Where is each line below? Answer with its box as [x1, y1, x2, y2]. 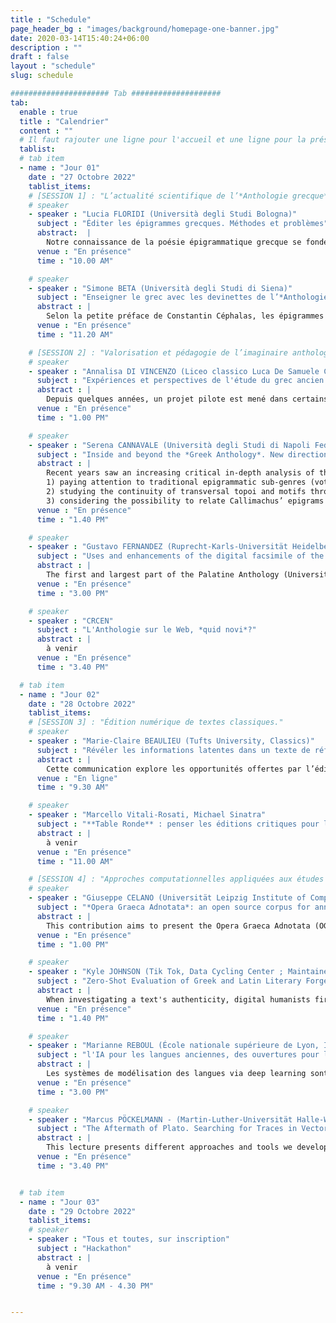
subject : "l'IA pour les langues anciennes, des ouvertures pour [36, 1050, 320, 1060]
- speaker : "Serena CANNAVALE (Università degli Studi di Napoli [28, 440, 311, 450]
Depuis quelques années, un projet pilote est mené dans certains [46, 394, 329, 405]
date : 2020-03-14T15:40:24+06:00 [10, 33, 150, 43]
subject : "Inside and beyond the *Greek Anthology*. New [36, 449, 284, 460]
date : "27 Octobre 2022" [28, 172, 137, 182]
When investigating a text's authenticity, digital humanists [46, 994, 311, 1005]
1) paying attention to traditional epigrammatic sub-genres [46, 477, 307, 488]
